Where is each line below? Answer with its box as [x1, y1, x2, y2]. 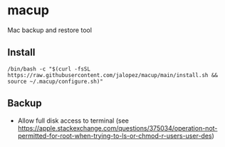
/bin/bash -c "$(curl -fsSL [7, 65, 91, 73]
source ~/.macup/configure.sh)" [7, 78, 103, 85]
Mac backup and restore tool [7, 26, 93, 34]
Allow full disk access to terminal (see [17, 116, 130, 125]
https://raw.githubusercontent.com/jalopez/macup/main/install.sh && [7, 71, 219, 78]
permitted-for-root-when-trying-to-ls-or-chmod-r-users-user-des [17, 131, 212, 140]
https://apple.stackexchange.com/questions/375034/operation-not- [17, 123, 218, 132]
